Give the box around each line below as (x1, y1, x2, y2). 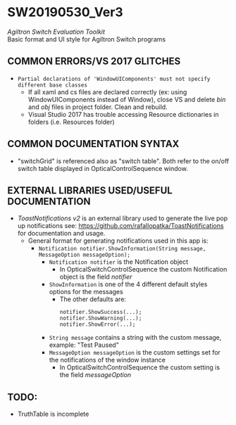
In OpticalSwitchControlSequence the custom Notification (59, 265, 228, 274)
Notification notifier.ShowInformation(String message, (38, 246, 206, 253)
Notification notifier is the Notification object (49, 258, 189, 266)
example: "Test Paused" (49, 341, 120, 349)
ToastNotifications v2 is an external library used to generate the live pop (17, 214, 228, 222)
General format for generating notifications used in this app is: (27, 236, 209, 245)
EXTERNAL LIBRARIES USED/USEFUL (7, 184, 173, 196)
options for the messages (49, 288, 123, 296)
